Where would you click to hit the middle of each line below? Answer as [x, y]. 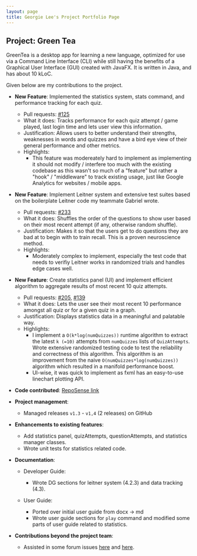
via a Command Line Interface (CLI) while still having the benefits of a [90, 61]
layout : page [22, 11]
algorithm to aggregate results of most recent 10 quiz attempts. [91, 286]
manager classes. [45, 442]
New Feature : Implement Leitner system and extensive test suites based [102, 194]
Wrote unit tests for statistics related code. [75, 449]
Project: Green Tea [41, 41]
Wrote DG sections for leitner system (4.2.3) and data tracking [108, 483]
